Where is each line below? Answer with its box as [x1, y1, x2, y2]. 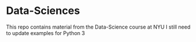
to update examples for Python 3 [6, 29, 85, 36]
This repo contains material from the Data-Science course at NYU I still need [6, 23, 191, 30]
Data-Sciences [6, 4, 80, 17]
